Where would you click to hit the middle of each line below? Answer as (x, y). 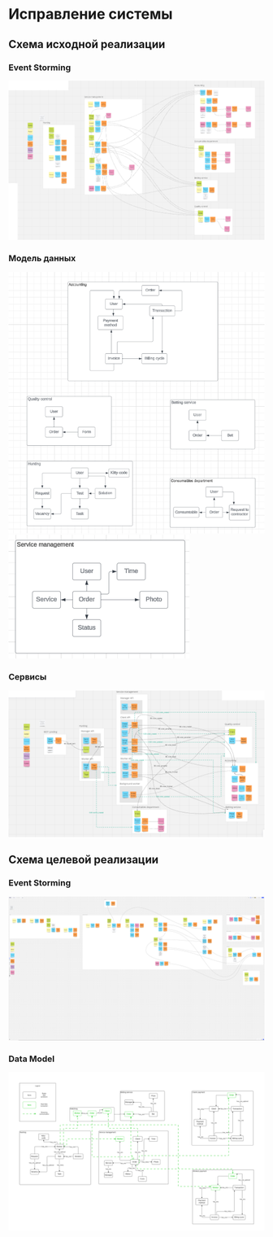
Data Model (32, 1059)
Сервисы (28, 677)
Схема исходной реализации (87, 44)
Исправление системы (91, 14)
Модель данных (42, 259)
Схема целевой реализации (84, 860)
